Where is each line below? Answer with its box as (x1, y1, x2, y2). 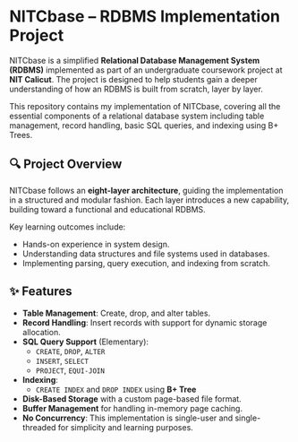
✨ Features (9, 284, 72, 299)
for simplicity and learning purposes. (57, 421, 194, 432)
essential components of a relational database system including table (9, 110, 265, 121)
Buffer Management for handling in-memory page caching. (21, 403, 243, 413)
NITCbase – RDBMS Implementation (9, 6, 280, 27)
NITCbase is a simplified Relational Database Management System (9, 55, 260, 65)
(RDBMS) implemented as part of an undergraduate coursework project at (9, 65, 283, 75)
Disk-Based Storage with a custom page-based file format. (21, 393, 242, 404)
